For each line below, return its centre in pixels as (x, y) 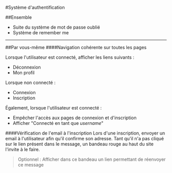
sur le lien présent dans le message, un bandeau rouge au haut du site (79, 144)
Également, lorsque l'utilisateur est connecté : (53, 108)
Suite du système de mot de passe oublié (56, 27)
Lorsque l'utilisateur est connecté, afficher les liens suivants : (70, 57)
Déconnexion (27, 67)
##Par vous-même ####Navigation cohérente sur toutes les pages (76, 47)
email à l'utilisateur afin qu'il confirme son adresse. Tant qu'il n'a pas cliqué (85, 138)
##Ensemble (19, 17)
